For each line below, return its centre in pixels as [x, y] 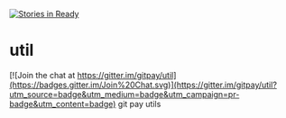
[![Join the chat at [42, 75]
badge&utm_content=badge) [63, 104]
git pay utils [139, 104]
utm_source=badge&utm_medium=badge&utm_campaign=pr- [125, 94]
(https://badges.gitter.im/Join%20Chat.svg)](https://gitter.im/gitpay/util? [143, 85]
